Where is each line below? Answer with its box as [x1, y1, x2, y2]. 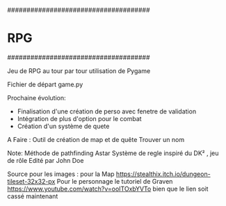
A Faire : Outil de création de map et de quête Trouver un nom [7, 135, 185, 143]
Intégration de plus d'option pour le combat [17, 114, 142, 122]
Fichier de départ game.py [7, 80, 83, 88]
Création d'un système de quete [17, 122, 110, 130]
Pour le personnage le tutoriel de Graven [56, 177, 173, 185]
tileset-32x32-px [7, 177, 56, 185]
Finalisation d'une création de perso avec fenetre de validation [17, 107, 197, 116]
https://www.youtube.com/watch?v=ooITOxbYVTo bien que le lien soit [7, 184, 209, 193]
